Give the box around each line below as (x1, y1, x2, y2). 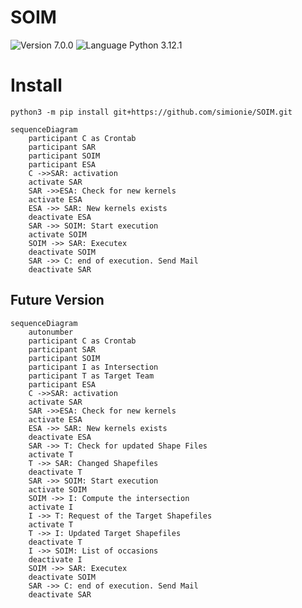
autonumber (28, 327, 74, 337)
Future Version (10, 292, 105, 309)
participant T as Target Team (28, 371, 155, 381)
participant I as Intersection (28, 362, 159, 372)
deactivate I (28, 554, 83, 565)
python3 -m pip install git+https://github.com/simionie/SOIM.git (10, 107, 293, 117)
